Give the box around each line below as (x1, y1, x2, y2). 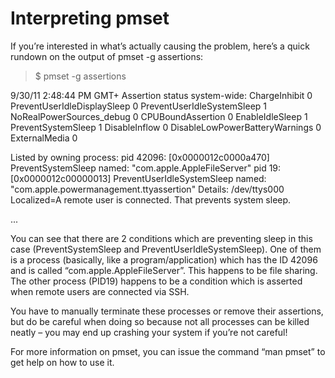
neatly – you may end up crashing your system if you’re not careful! (10, 326, 288, 338)
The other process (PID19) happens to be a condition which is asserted (10, 275, 303, 287)
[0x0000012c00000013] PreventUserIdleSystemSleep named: (10, 172, 267, 184)
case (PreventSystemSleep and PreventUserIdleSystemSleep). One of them (10, 243, 322, 255)
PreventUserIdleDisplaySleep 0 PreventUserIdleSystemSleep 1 (10, 100, 267, 112)
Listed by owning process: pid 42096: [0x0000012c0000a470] (10, 151, 270, 163)
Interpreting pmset (10, 7, 170, 30)
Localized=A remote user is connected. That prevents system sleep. (10, 193, 292, 206)
